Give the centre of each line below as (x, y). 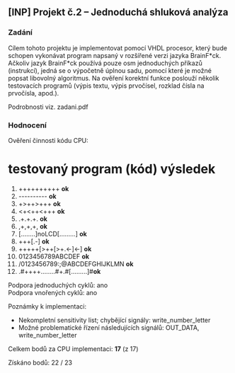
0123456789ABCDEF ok (54, 256)
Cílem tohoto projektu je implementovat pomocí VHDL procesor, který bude (117, 48)
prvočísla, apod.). (34, 93)
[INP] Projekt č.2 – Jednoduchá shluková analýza (118, 12)
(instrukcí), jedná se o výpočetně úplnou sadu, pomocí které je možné (110, 70)
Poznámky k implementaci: (47, 306)
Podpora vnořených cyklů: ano (53, 292)
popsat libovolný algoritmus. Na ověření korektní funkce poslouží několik (114, 78)
